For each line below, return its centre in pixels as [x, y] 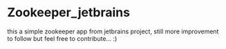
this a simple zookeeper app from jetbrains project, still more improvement [113, 31]
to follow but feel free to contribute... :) [62, 38]
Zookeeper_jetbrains [68, 13]
